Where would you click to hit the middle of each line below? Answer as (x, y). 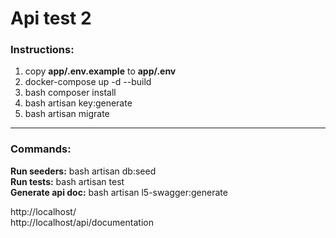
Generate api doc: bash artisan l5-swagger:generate (119, 192)
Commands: (41, 149)
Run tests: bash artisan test (67, 181)
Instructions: (42, 50)
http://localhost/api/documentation (82, 222)
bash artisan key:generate (78, 103)
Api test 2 (51, 18)
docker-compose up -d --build (88, 82)
